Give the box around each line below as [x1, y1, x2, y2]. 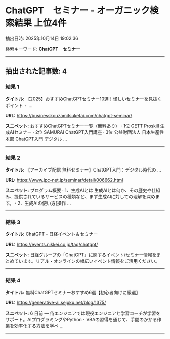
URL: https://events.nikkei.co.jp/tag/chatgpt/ [5, 242, 98, 248]
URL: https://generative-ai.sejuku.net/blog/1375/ [5, 299, 106, 306]
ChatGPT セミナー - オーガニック [5, 5, 150, 16]
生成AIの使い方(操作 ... [24, 200, 71, 206]
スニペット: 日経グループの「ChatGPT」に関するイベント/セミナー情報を [5, 252, 157, 258]
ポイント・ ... [5, 102, 33, 108]
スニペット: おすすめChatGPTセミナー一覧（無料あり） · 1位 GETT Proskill [5, 123, 159, 129]
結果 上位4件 [14, 17, 67, 29]
